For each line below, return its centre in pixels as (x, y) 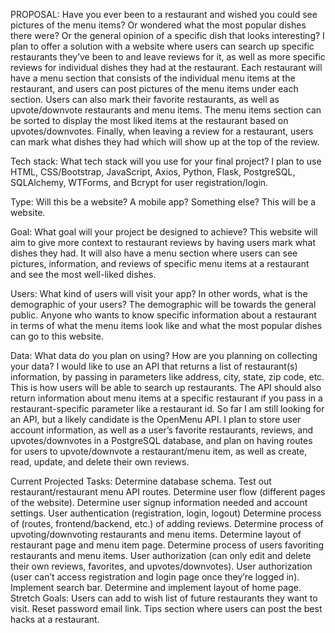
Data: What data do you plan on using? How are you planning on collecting (164, 355)
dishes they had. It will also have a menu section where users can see (154, 253)
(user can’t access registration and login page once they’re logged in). (155, 577)
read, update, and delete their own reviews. (100, 462)
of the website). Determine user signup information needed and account (159, 502)
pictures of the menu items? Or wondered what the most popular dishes (158, 25)
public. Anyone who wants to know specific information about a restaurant (163, 315)
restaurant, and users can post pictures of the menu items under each (154, 88)
